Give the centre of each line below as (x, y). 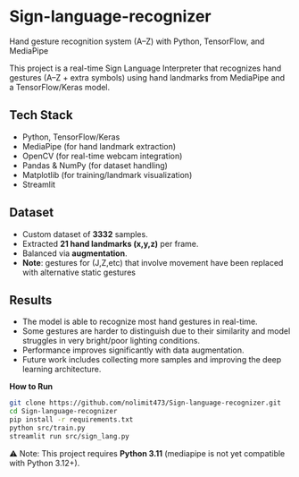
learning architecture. (62, 370)
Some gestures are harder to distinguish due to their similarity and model (156, 331)
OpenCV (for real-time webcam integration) (102, 156)
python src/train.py (48, 428)
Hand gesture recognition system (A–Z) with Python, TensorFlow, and (137, 41)
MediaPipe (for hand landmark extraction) (99, 146)
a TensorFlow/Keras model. (60, 87)
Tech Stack (41, 115)
